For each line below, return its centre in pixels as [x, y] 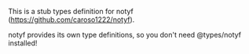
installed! [23, 43]
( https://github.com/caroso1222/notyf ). [71, 20]
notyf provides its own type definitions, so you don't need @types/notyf [125, 35]
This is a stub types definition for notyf [71, 11]
